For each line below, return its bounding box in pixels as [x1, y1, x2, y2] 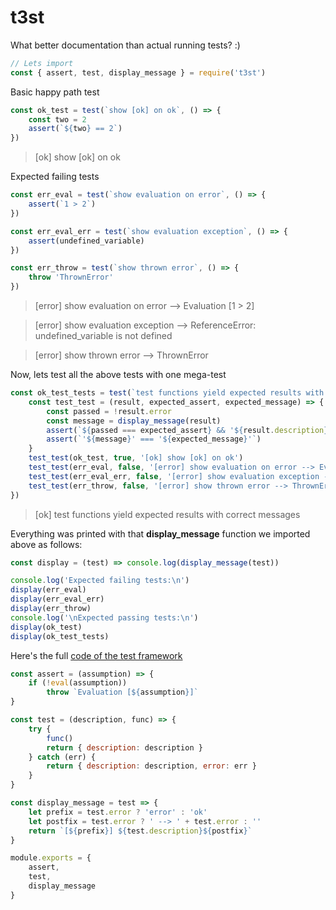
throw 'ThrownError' [28, 272, 114, 283]
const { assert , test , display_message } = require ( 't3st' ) [10, 67, 267, 78]
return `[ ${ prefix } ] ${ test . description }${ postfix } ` [28, 826, 253, 836]
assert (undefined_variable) [28, 236, 145, 246]
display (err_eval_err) [10, 594, 105, 605]
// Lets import [10, 58, 74, 68]
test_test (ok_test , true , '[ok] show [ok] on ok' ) [28, 453, 244, 463]
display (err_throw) [10, 604, 92, 614]
